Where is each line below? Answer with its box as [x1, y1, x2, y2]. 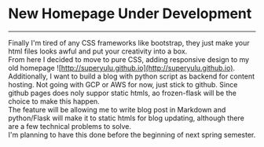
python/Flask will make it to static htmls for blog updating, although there [8, 113, 245, 123]
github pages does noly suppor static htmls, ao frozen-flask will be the [8, 88, 237, 97]
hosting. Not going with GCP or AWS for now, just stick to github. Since [8, 79, 238, 89]
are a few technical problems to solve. [8, 121, 132, 130]
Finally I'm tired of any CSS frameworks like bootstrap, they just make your [8, 38, 250, 47]
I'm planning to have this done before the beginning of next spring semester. [8, 130, 256, 139]
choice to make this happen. [8, 96, 100, 106]
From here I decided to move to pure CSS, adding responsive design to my [8, 54, 250, 64]
